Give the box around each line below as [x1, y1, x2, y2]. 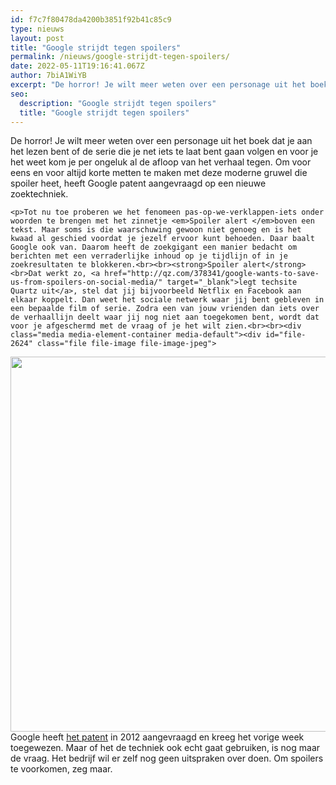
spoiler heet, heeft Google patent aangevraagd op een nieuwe [10, 177, 267, 190]
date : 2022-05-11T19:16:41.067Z [10, 61, 145, 71]
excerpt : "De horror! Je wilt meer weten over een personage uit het [10, 80, 307, 90]
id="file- [265, 330, 307, 340]
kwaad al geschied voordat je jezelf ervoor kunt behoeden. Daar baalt [10, 234, 315, 244]
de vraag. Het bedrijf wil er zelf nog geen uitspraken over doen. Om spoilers [10, 752, 324, 765]
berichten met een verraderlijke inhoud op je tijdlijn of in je [10, 251, 288, 261]
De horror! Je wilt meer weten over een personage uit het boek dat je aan [10, 135, 313, 147]
